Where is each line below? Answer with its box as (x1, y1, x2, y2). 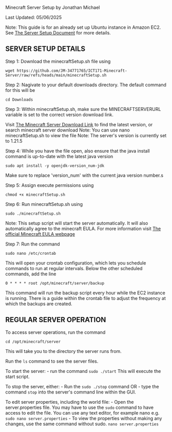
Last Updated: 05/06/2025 (5, 14, 62, 20)
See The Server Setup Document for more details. (5, 30, 111, 35)
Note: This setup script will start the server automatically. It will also (5, 220, 148, 226)
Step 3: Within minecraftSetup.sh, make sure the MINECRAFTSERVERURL (5, 106, 161, 112)
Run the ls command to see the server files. (5, 358, 99, 364)
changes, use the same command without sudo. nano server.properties (5, 421, 159, 427)
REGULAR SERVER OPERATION (5, 315, 106, 324)
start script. (5, 373, 30, 380)
